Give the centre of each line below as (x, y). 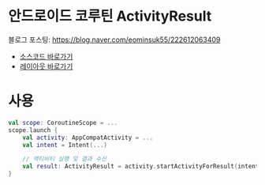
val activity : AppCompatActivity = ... (88, 138)
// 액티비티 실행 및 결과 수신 (65, 159)
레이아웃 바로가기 (46, 66)
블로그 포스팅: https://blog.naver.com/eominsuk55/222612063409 (114, 40)
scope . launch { (33, 130)
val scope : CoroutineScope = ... (63, 123)
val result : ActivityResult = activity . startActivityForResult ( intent (141, 167)
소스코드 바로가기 (46, 56)
